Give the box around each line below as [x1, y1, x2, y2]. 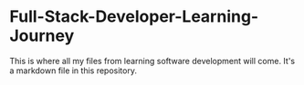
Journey [9, 25, 75, 46]
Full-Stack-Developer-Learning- [9, 6, 259, 27]
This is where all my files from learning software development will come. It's [9, 55, 296, 66]
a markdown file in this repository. [9, 65, 137, 76]
